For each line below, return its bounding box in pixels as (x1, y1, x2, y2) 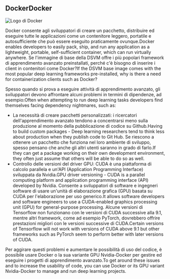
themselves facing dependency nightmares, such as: (5, 102, 116, 108)
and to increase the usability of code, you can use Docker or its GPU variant (5, 262, 164, 269)
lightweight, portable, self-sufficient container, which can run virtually (5, 49, 151, 55)
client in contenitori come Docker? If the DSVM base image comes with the (5, 65, 161, 71)
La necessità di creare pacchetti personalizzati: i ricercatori (12, 112, 137, 118)
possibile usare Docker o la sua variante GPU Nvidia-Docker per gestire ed (5, 252, 162, 258)
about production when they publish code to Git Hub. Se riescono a (12, 133, 154, 139)
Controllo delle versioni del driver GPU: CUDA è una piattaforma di (12, 160, 152, 167)
